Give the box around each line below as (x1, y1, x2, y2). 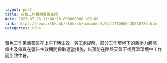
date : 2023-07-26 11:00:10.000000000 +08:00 (5, 16, 99, 21)
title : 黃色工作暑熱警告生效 (5, 12, 58, 17)
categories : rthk (5, 26, 41, 31)
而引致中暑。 (5, 53, 31, 59)
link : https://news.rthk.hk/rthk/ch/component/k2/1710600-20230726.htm (5, 21, 157, 26)
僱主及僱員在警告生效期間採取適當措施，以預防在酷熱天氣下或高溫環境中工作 (5, 46, 162, 52)
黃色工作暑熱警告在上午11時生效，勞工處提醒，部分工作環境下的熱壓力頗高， (5, 40, 162, 46)
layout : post (5, 7, 32, 12)
